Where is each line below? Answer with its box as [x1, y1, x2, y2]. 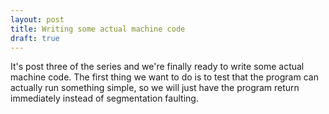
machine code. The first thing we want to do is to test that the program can [10, 71, 319, 83]
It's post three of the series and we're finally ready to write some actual [10, 61, 305, 73]
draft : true [10, 33, 60, 43]
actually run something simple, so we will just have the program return [10, 82, 300, 94]
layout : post [10, 14, 65, 25]
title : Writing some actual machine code [10, 24, 186, 34]
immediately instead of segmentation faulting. [10, 92, 199, 105]
